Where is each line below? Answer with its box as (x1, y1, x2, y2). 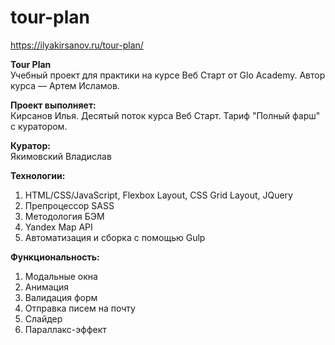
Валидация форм (24, 291, 98, 303)
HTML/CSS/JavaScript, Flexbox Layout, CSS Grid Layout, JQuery (24, 189, 293, 201)
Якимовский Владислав (10, 150, 112, 162)
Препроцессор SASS (24, 199, 115, 211)
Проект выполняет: (10, 99, 97, 111)
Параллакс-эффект (24, 323, 107, 335)
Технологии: (10, 169, 66, 181)
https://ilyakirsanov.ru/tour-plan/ (10, 39, 144, 51)
